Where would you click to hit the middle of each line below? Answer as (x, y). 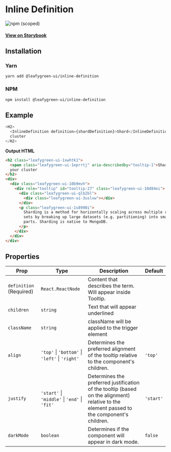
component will (106, 436)
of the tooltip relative (112, 355)
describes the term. (111, 286)
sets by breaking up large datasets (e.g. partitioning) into (91, 217)
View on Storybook (26, 35)
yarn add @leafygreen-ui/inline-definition (52, 76)
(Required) (21, 291)
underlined (101, 313)
